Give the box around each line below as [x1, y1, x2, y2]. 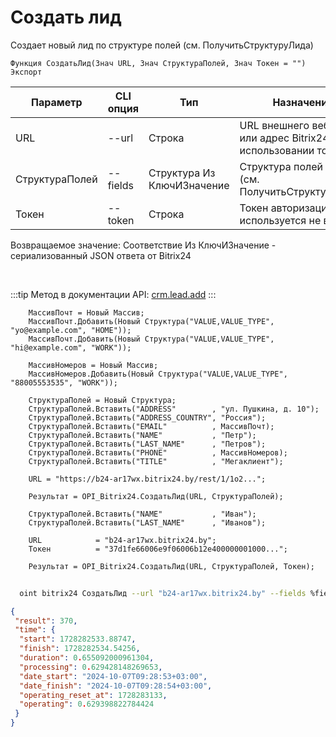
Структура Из [148, 166, 216, 180]
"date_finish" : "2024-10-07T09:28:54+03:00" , [19, 681, 213, 691]
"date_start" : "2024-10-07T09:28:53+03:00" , [19, 671, 208, 681]
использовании [239, 143, 315, 157]
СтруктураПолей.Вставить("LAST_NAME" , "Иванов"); [28, 517, 267, 528]
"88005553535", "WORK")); [10, 377, 118, 388]
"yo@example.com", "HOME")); [10, 325, 132, 335]
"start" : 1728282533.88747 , [19, 634, 137, 645]
